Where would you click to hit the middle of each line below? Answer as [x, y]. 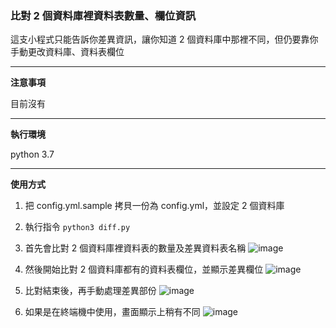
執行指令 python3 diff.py [77, 227]
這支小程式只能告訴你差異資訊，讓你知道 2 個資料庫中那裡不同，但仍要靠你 [164, 39]
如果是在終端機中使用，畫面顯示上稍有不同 [112, 312]
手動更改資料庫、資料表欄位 [67, 52]
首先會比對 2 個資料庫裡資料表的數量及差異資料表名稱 [135, 248]
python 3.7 [32, 154]
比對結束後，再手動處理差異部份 [90, 291]
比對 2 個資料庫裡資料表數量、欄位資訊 [103, 15]
